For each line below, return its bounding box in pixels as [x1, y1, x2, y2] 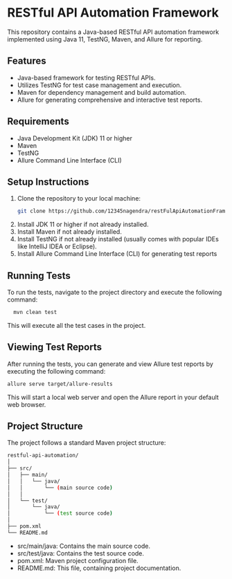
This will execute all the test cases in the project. [7, 321, 146, 329]
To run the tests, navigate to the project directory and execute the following [7, 288, 222, 297]
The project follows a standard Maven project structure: [7, 439, 166, 447]
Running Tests [7, 270, 71, 282]
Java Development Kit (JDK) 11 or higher [17, 134, 133, 143]
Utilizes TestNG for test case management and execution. [17, 81, 182, 89]
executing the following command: [7, 367, 106, 375]
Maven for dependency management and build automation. [17, 88, 187, 96]
